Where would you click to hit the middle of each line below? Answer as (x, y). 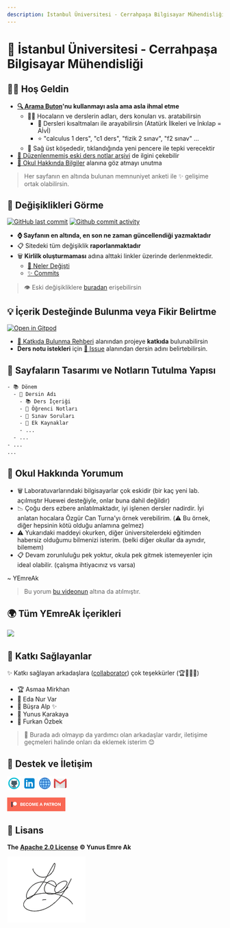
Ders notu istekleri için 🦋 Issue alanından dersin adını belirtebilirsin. (112, 349)
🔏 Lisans (26, 831)
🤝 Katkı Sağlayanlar (50, 656)
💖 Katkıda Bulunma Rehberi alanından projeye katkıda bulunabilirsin (112, 341)
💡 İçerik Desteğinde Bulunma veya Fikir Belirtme (112, 311)
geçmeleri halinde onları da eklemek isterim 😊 (89, 742)
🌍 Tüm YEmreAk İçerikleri (64, 614)
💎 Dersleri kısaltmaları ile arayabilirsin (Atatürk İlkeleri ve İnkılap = (129, 123)
